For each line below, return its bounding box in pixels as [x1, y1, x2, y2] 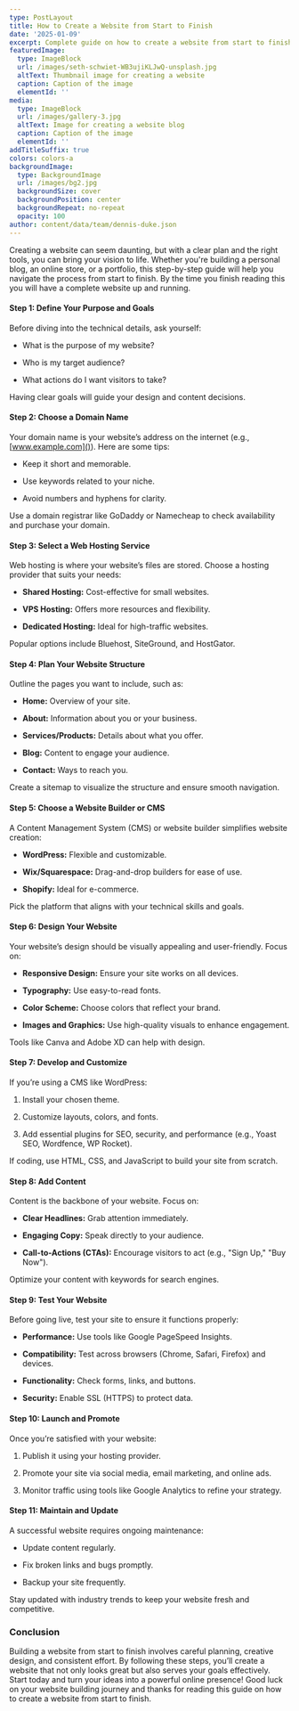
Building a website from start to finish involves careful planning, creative [9, 1646, 274, 1657]
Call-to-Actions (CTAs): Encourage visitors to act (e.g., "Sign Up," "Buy [21, 1248, 287, 1259]
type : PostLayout [9, 12, 74, 22]
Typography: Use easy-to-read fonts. [21, 985, 162, 996]
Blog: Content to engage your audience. [21, 747, 170, 758]
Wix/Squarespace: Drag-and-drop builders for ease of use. [21, 866, 243, 877]
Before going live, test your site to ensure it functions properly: [9, 1315, 238, 1325]
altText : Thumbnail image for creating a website [17, 71, 205, 80]
